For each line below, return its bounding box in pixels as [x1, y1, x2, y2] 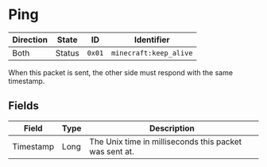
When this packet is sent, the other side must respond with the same [8, 67, 233, 77]
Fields [8, 99, 40, 112]
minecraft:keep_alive [110, 48, 193, 57]
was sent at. [89, 146, 135, 157]
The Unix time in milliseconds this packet [89, 136, 242, 147]
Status [55, 47, 79, 59]
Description [149, 123, 195, 134]
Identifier [133, 34, 170, 45]
